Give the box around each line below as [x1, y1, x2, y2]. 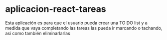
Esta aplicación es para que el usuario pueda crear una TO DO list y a [5, 20, 148, 26]
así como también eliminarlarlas [5, 30, 71, 36]
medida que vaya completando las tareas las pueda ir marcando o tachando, [5, 25, 163, 31]
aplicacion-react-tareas [5, 3, 106, 15]
